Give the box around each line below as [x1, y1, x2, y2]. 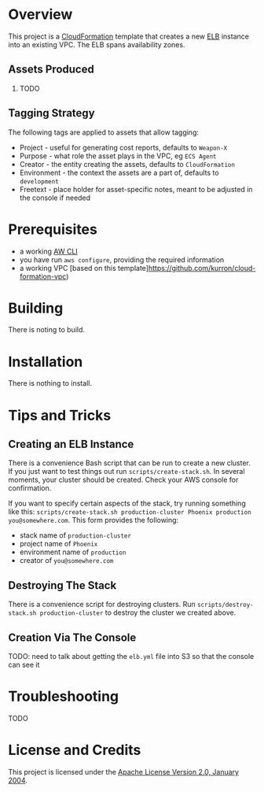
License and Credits [8, 742, 141, 759]
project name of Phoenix [19, 539, 98, 549]
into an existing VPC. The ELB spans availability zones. [8, 39, 185, 49]
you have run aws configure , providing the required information [19, 254, 225, 265]
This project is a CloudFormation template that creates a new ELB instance [8, 31, 250, 41]
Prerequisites [8, 220, 98, 238]
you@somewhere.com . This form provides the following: [8, 516, 179, 525]
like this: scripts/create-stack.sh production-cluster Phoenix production [8, 507, 251, 516]
